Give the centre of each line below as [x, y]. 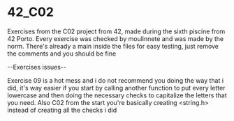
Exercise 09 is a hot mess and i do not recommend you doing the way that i [116, 80]
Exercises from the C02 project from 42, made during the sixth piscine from [116, 31]
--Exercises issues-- [37, 67]
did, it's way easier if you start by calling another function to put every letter [116, 88]
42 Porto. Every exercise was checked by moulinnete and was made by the [116, 38]
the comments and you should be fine [62, 54]
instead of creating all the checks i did [62, 110]
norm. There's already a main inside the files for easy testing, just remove [113, 46]
